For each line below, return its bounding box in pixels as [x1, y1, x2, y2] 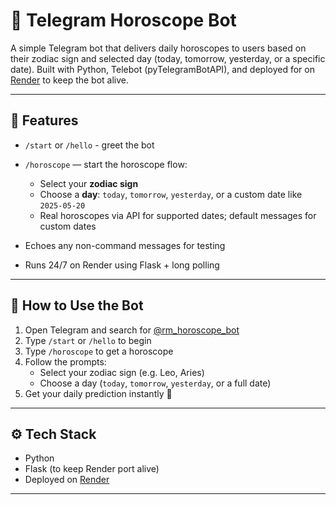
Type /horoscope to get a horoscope [24, 345, 174, 357]
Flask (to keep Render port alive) [24, 463, 160, 475]
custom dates [39, 220, 97, 232]
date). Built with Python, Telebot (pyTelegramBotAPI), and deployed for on [10, 63, 315, 75]
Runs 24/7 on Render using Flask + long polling [24, 259, 220, 271]
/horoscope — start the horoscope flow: [24, 158, 188, 170]
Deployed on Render [24, 474, 110, 486]
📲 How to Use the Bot [10, 297, 144, 314]
